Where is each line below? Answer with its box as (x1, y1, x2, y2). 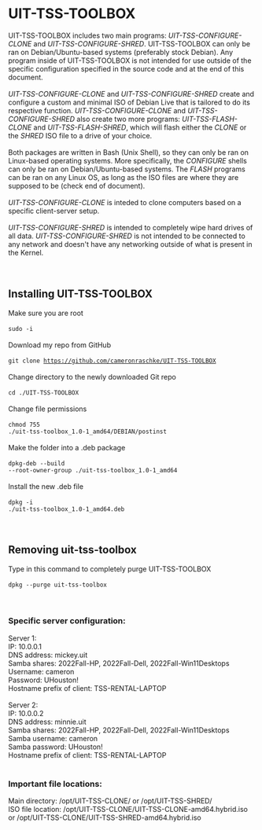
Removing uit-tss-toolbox (8, 543, 137, 556)
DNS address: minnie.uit (8, 717, 87, 726)
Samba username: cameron (8, 733, 98, 743)
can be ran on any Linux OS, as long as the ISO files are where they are (8, 172, 239, 182)
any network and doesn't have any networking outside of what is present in (8, 239, 253, 248)
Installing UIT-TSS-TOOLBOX (8, 288, 153, 301)
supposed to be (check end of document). (8, 181, 146, 190)
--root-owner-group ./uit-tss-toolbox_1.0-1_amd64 (8, 466, 178, 474)
